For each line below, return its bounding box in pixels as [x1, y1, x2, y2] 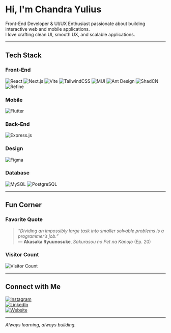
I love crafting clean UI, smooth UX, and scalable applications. [5, 31, 135, 37]
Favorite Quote [5, 216, 43, 223]
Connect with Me [5, 282, 61, 291]
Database [5, 169, 30, 176]
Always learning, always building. [5, 321, 76, 328]
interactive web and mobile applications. [5, 26, 90, 32]
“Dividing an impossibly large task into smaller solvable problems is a [17, 228, 164, 234]
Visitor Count [5, 251, 39, 258]
